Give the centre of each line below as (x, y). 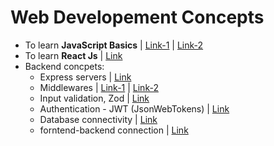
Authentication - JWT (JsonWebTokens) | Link (134, 108)
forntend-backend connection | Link (114, 130)
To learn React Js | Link (73, 55)
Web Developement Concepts (137, 17)
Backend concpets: (64, 66)
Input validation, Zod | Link (94, 98)
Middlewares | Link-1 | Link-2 (99, 87)
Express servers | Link (85, 77)
